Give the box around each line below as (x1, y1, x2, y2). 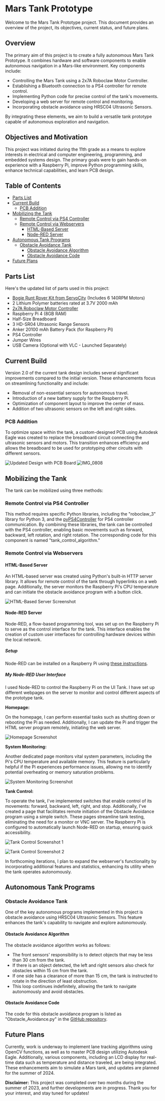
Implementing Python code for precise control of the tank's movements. (12, 93, 159, 99)
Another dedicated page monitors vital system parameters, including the (5, 753, 152, 759)
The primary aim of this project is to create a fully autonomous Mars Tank (5, 52, 154, 58)
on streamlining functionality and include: (5, 380, 89, 386)
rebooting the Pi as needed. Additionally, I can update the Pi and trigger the (5, 719, 158, 725)
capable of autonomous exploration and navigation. (5, 118, 110, 124)
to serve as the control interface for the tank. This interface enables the (5, 626, 150, 632)
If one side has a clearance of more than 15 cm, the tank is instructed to (12, 973, 158, 979)
